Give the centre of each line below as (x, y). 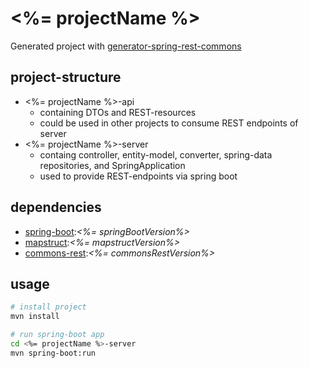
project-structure (66, 77)
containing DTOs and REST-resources (118, 112)
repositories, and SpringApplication (112, 165)
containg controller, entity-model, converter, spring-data (156, 154)
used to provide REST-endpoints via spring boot (138, 176)
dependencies (56, 207)
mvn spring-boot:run (53, 353)
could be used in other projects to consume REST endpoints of (169, 123)
